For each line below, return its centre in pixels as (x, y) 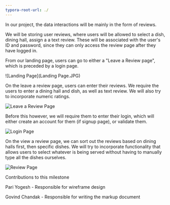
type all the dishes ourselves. (36, 157)
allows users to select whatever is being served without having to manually (84, 152)
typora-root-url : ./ (27, 10)
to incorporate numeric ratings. (38, 96)
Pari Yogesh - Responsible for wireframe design (55, 187)
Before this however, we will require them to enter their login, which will (80, 116)
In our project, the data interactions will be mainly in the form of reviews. (81, 24)
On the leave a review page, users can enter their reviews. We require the (82, 85)
